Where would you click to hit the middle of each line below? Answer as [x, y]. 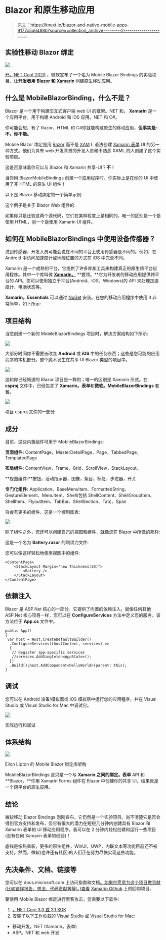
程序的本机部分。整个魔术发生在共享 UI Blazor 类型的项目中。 [67, 360]
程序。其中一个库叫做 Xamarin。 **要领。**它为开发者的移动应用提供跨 [82, 275]
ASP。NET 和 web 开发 [36, 933]
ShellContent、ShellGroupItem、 [121, 495]
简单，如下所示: [25, 304]
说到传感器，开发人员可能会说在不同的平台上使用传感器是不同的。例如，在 [81, 252]
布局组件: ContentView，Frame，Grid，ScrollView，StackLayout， [73, 468]
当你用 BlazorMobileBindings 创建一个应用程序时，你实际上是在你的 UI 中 [80, 178]
